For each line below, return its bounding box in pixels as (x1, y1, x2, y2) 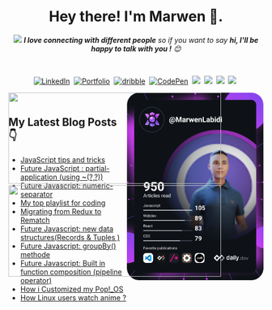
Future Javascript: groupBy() (19, 241, 117, 251)
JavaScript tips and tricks (19, 154, 105, 165)
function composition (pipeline (19, 267, 123, 277)
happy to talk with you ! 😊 (91, 44, 181, 54)
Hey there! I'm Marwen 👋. (49, 7, 223, 26)
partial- (85, 163, 110, 173)
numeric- (82, 180, 113, 190)
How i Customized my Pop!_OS (19, 284, 124, 294)
